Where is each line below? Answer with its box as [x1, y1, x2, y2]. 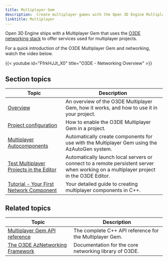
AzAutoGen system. [65, 145, 112, 152]
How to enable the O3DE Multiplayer [65, 118, 151, 125]
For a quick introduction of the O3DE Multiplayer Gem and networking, [5, 45, 150, 51]
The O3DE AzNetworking [7, 241, 67, 248]
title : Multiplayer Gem [5, 7, 55, 12]
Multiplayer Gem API [7, 227, 56, 234]
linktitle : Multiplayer [5, 16, 55, 21]
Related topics [5, 203, 51, 212]
